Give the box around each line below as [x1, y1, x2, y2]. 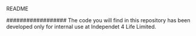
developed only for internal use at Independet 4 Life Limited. [6, 23, 157, 30]
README [6, 5, 29, 12]
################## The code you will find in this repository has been [6, 17, 191, 23]
